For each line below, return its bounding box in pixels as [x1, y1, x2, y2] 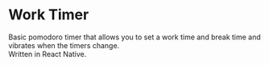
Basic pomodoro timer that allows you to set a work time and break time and [8, 32, 262, 42]
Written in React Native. [8, 49, 87, 59]
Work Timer [8, 6, 89, 24]
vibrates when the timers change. [8, 40, 120, 50]
